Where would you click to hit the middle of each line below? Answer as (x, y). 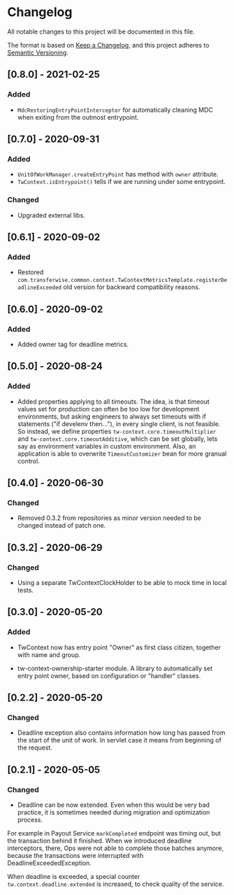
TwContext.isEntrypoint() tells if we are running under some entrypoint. (121, 182)
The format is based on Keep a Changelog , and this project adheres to (108, 45)
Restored (30, 272)
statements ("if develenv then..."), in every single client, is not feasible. (119, 423)
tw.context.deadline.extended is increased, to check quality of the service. (116, 884)
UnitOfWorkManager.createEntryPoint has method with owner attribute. (118, 174)
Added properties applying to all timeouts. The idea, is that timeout (113, 401)
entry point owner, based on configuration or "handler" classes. (109, 675)
